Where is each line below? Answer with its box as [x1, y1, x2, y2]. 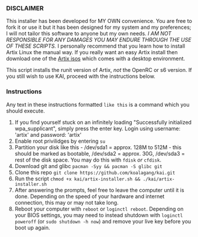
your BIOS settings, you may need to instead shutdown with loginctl [14, 211, 183, 219]
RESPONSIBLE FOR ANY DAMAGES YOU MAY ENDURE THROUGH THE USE [6, 37, 191, 44]
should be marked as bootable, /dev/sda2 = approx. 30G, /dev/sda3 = [14, 150, 185, 157]
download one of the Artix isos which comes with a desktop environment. [6, 55, 185, 62]
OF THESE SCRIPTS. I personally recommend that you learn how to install [6, 42, 185, 50]
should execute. [6, 107, 46, 114]
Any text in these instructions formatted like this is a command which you [6, 101, 190, 108]
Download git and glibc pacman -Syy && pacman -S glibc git [14, 162, 163, 169]
